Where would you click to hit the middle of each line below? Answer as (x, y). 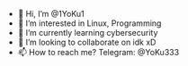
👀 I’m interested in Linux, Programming (90, 23)
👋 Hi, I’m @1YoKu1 (51, 14)
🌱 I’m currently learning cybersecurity (88, 33)
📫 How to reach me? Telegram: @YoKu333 (98, 52)
